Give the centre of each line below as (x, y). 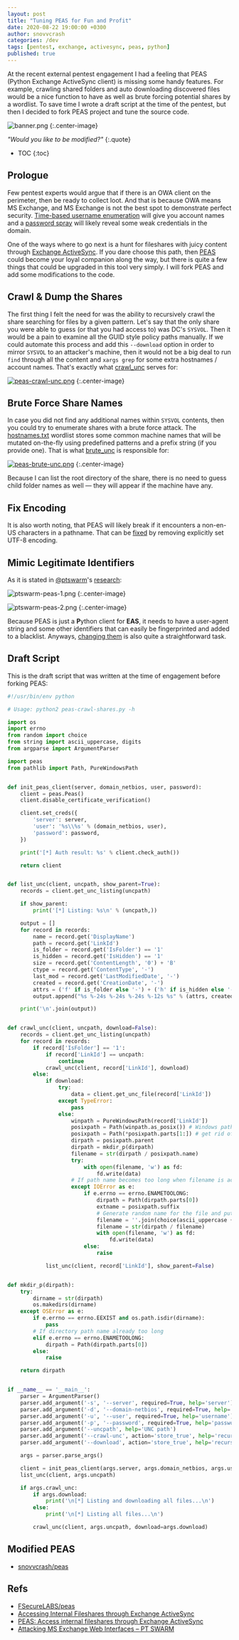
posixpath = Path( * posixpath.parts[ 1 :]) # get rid (147, 1134)
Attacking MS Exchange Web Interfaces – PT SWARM (96, 1629)
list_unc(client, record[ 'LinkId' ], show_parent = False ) (130, 1266)
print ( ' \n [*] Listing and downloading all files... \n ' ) (130, 1501)
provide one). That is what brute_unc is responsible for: (88, 451)
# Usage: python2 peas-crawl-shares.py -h (71, 709)
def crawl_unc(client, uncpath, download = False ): (83, 1028)
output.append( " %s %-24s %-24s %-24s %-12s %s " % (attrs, (121, 996)
